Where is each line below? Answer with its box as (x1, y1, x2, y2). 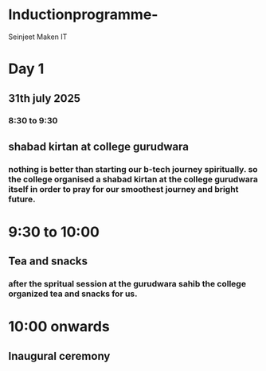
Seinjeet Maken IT (8, 32, 68, 41)
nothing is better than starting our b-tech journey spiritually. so (8, 163, 258, 174)
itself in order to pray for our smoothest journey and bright (8, 183, 239, 194)
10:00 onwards (8, 318, 110, 336)
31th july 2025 (8, 92, 81, 105)
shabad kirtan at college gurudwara (8, 139, 190, 153)
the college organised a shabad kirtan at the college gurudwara (8, 174, 259, 185)
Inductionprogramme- (8, 6, 158, 24)
